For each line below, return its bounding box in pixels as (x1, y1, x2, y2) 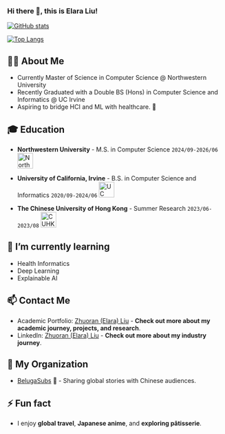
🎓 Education (7, 123, 65, 135)
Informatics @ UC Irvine (17, 96, 85, 104)
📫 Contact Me (7, 295, 71, 307)
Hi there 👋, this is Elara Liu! (7, 6, 98, 16)
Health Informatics (17, 259, 70, 267)
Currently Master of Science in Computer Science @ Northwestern (17, 74, 207, 82)
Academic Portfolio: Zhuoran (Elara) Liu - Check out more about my (17, 316, 211, 324)
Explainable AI (17, 273, 58, 282)
